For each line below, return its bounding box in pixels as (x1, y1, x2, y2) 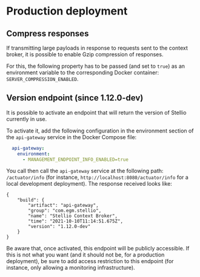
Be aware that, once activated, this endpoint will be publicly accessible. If (6, 245, 190, 252)
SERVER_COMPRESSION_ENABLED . (6, 76, 79, 82)
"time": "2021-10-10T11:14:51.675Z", (28, 218, 123, 224)
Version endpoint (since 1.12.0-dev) (6, 93, 144, 103)
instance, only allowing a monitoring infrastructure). (6, 264, 135, 272)
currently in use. (6, 115, 47, 122)
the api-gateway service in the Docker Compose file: (6, 133, 137, 140)
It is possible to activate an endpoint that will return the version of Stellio (6, 109, 187, 116)
